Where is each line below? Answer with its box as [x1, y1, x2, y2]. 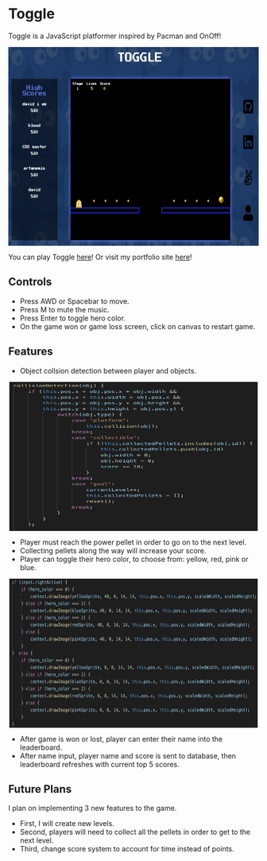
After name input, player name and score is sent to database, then [19, 750, 237, 760]
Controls [8, 275, 52, 289]
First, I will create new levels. [19, 819, 115, 828]
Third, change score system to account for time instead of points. [19, 844, 234, 854]
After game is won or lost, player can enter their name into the [19, 734, 223, 743]
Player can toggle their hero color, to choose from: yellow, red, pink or [19, 554, 249, 564]
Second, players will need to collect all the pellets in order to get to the [19, 828, 251, 837]
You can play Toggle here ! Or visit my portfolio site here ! [8, 252, 192, 262]
